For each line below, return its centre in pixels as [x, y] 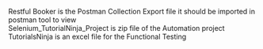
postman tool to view [42, 20]
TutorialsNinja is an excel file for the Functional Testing [97, 36]
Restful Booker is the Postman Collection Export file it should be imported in [132, 11]
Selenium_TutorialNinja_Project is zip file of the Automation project [116, 28]
